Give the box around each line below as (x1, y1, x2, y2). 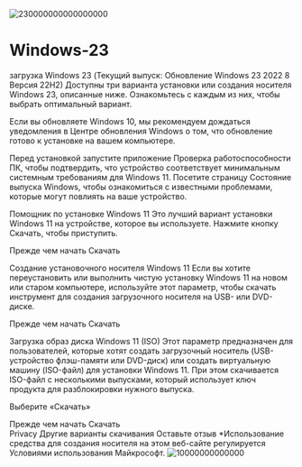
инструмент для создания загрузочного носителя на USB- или (9, 291, 251, 302)
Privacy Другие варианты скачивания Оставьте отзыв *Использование (9, 428, 285, 439)
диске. (9, 300, 35, 311)
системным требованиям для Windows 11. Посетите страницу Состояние (9, 171, 292, 182)
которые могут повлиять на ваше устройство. (9, 190, 188, 202)
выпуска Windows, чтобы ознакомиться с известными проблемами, (9, 181, 273, 192)
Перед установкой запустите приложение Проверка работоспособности (9, 152, 291, 163)
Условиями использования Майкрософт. (9, 447, 166, 458)
